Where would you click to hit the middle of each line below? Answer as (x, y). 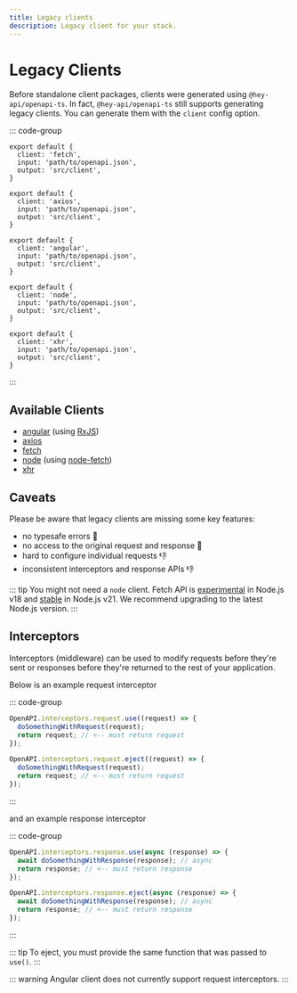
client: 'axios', (49, 201)
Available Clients (57, 410)
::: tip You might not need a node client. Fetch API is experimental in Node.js (147, 590)
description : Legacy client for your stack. (93, 26)
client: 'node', (47, 295)
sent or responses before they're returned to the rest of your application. (142, 667)
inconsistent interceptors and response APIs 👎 (108, 569)
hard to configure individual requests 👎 (94, 556)
